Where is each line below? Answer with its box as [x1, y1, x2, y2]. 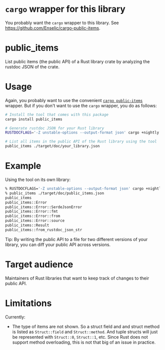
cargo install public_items [5, 117, 63, 122]
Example [5, 160, 41, 172]
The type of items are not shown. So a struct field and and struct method [12, 323, 160, 329]
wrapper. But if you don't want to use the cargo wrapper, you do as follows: [5, 103, 157, 108]
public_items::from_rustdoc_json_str [5, 227, 82, 232]
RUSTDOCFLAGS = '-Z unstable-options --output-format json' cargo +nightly [5, 130, 160, 135]
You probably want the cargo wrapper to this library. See [5, 20, 119, 26]
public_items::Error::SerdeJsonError [5, 205, 82, 210]
